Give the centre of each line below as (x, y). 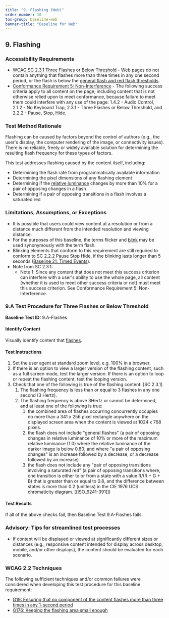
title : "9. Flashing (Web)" (35, 10)
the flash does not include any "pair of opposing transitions (89, 465)
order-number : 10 (23, 15)
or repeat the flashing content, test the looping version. (70, 379)
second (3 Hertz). (38, 395)
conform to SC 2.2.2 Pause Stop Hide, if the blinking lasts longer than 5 (87, 256)
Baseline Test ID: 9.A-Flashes (36, 317)
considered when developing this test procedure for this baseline (73, 585)
